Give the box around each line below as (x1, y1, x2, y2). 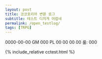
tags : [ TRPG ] (5, 25, 32, 30)
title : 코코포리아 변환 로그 (5, 12, 55, 17)
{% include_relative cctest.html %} (5, 49, 75, 55)
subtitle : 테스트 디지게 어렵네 (5, 16, 62, 21)
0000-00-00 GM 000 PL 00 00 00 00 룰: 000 (5, 39, 97, 45)
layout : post (5, 7, 32, 12)
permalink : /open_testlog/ (5, 20, 60, 26)
